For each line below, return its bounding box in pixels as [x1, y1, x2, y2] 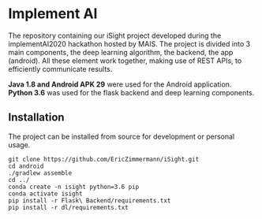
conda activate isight [8, 190, 83, 198]
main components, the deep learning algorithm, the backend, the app [8, 47, 234, 57]
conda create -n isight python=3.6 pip [8, 183, 140, 191]
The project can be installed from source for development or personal [8, 132, 235, 141]
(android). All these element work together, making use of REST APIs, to [8, 56, 242, 65]
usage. [8, 139, 31, 150]
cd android [8, 162, 44, 170]
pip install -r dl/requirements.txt [8, 203, 129, 211]
